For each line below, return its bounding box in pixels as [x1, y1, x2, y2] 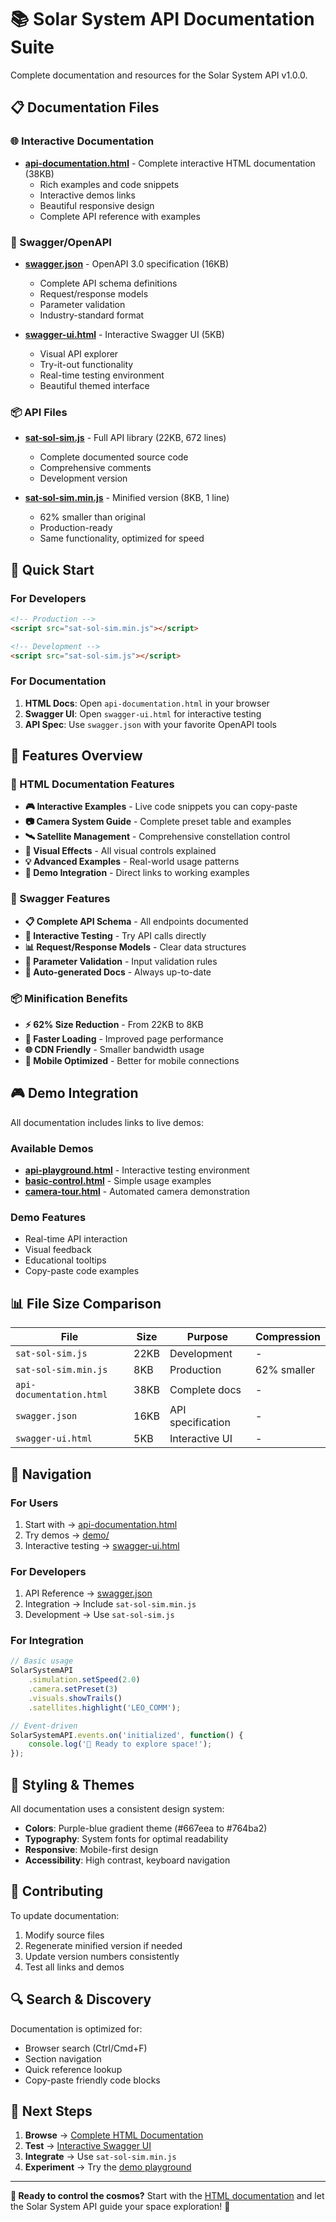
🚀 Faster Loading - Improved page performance [24, 1032, 224, 1045]
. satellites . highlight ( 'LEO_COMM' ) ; [28, 1702, 182, 1713]
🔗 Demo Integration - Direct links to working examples [24, 867, 250, 879]
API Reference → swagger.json [24, 1587, 153, 1600]
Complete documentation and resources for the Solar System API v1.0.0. [10, 69, 308, 81]
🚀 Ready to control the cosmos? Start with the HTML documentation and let [10, 2190, 325, 2202]
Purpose [186, 1330, 229, 1344]
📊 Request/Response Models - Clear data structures [24, 941, 247, 953]
